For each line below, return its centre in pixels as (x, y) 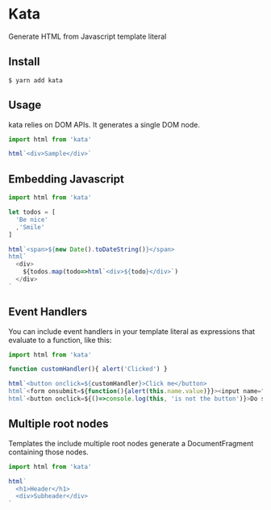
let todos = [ (32, 212)
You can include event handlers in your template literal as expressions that (132, 331)
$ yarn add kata (35, 80)
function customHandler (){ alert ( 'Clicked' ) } (88, 369)
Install (24, 62)
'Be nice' (32, 219)
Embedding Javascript (67, 179)
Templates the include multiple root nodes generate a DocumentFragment (131, 443)
